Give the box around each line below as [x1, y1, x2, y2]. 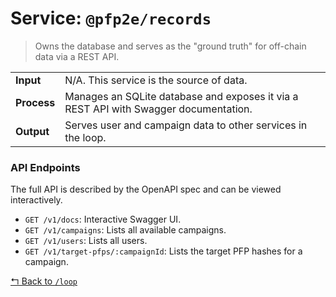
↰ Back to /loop [10, 275, 78, 287]
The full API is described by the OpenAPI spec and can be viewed [10, 183, 282, 196]
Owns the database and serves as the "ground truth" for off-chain [34, 40, 307, 52]
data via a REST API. [34, 50, 120, 62]
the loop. [64, 130, 107, 144]
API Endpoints [10, 160, 81, 174]
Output [15, 124, 50, 138]
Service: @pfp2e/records [10, 7, 212, 30]
